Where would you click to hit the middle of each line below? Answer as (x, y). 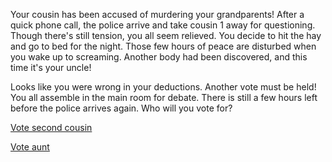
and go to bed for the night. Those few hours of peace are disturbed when (163, 46)
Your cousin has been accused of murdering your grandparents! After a (157, 14)
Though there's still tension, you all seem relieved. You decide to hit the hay (166, 35)
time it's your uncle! (51, 67)
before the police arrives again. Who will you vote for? (121, 108)
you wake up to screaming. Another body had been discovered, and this (159, 57)
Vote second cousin (51, 127)
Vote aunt (30, 147)
